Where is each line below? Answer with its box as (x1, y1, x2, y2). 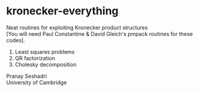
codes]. (6, 36, 25, 44)
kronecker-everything (6, 4, 119, 18)
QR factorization (14, 54, 56, 62)
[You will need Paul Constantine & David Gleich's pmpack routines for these (6, 30, 193, 37)
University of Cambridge (6, 79, 67, 86)
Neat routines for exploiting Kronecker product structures (6, 24, 148, 31)
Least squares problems (14, 48, 75, 55)
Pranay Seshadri (6, 72, 47, 79)
